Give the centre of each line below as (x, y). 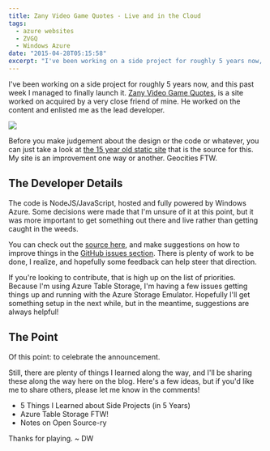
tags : (17, 23)
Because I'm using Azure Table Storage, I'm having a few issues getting (128, 286)
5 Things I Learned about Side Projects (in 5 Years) (105, 405)
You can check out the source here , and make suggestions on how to (124, 245)
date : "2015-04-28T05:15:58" (58, 53)
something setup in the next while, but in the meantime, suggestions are (129, 303)
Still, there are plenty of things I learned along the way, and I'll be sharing (131, 372)
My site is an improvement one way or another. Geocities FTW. (113, 158)
